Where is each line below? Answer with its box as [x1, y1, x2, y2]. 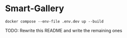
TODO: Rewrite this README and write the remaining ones [5, 27, 123, 33]
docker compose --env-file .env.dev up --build [5, 19, 104, 24]
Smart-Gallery [5, 3, 64, 14]
